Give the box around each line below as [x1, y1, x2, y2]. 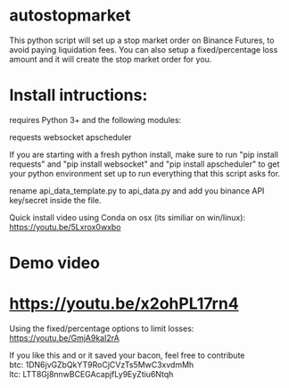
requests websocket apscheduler [9, 131, 132, 143]
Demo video [9, 253, 101, 273]
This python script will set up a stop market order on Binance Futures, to [9, 35, 275, 45]
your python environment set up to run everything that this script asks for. [9, 168, 281, 178]
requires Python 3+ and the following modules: [9, 114, 182, 125]
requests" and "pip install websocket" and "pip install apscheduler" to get [9, 158, 280, 169]
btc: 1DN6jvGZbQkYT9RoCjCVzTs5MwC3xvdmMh [9, 359, 194, 370]
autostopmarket [9, 5, 131, 26]
